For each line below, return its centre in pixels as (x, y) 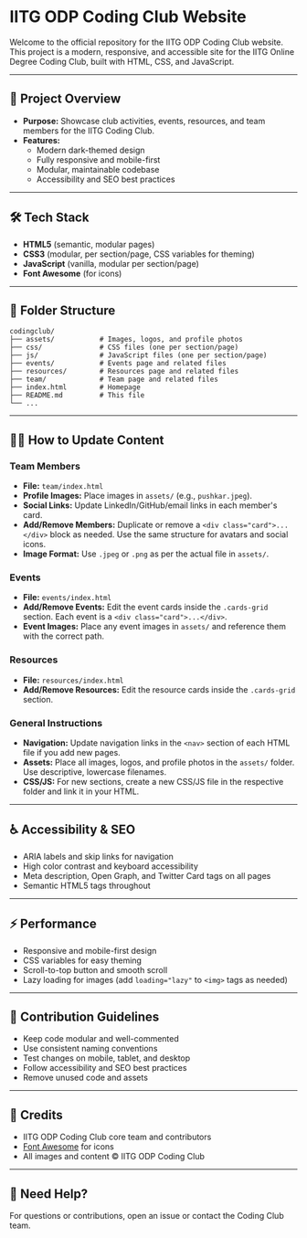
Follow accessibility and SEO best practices (105, 1068)
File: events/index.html (67, 598)
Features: (42, 140)
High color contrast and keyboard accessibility (111, 866)
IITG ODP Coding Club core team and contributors (117, 1137)
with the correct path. (64, 636)
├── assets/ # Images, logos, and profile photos (127, 340)
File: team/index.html (63, 486)
